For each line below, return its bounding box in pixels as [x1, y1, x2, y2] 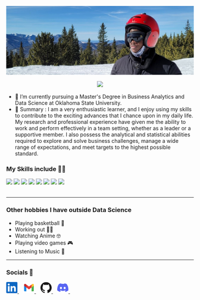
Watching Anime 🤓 [14, 232, 61, 239]
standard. [14, 150, 39, 157]
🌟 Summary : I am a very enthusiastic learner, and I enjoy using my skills [14, 106, 192, 113]
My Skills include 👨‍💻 [6, 164, 66, 173]
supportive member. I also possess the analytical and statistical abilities [14, 131, 190, 138]
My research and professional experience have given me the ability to [14, 118, 186, 126]
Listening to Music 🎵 [14, 248, 65, 255]
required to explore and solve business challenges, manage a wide [14, 137, 179, 145]
